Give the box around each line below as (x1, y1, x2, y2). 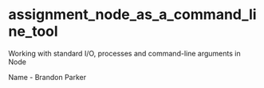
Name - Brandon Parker (8, 72, 86, 82)
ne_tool (8, 22, 58, 40)
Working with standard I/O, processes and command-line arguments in (8, 48, 241, 58)
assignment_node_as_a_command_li (8, 6, 257, 24)
